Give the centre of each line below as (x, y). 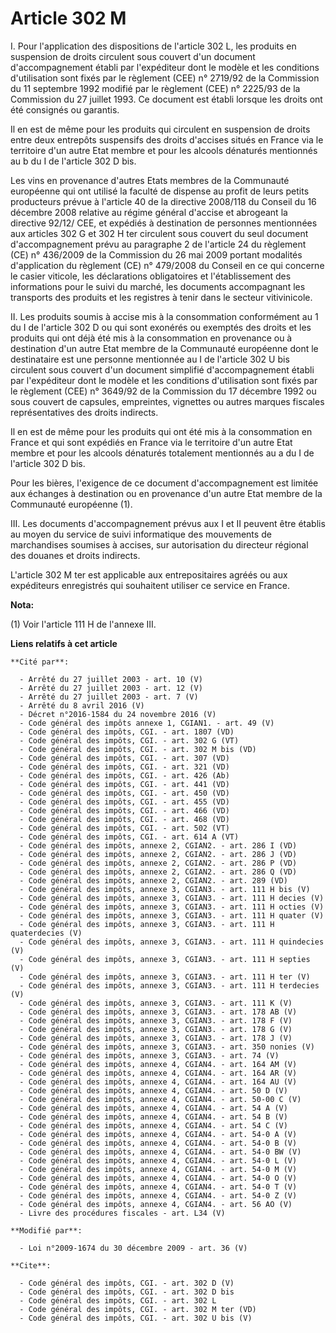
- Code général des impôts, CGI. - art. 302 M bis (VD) (138, 749)
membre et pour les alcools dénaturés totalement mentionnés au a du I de (162, 453)
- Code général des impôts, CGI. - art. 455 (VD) (124, 802)
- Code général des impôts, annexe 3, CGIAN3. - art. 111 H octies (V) (172, 907)
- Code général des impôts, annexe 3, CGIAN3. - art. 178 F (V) (156, 1020)
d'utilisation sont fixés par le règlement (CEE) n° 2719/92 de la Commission (165, 78)
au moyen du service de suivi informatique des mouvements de (141, 534)
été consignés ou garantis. (65, 109)
